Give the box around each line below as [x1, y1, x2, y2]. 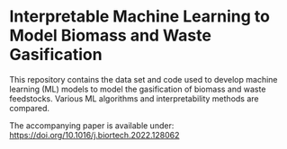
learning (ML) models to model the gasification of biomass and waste [9, 83, 266, 94]
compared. [9, 102, 50, 113]
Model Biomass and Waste [9, 25, 211, 46]
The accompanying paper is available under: [9, 119, 175, 131]
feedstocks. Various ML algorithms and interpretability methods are [9, 92, 259, 104]
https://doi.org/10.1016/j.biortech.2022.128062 [9, 129, 180, 140]
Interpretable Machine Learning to [9, 6, 270, 27]
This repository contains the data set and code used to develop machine [9, 74, 278, 84]
